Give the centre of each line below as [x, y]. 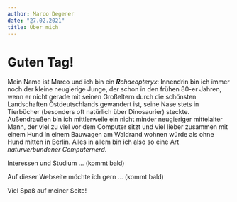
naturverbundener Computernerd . [57, 150]
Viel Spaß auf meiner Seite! [47, 191]
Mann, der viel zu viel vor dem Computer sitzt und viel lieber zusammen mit [118, 127]
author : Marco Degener [41, 14]
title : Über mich [33, 27]
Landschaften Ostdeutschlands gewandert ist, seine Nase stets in [103, 104]
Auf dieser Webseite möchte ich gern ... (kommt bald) [86, 177]
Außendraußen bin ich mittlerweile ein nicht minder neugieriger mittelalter [115, 119]
